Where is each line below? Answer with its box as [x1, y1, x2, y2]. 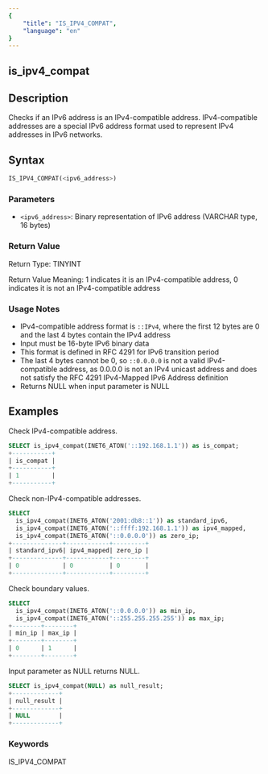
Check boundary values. [8, 583, 90, 593]
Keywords [8, 739, 49, 750]
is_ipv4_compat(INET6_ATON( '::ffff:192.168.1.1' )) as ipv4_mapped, [15, 524, 247, 532]
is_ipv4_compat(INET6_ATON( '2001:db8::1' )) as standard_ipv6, [15, 516, 229, 524]
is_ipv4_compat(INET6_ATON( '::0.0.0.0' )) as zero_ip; [15, 532, 200, 540]
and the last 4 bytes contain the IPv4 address [19, 330, 171, 340]
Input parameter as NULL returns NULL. [8, 666, 141, 676]
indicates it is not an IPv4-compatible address [8, 283, 161, 292]
